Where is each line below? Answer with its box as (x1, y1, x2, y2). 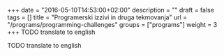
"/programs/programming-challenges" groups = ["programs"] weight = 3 (7, 21, 218, 28)
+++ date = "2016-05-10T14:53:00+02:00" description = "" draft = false (7, 6, 215, 14)
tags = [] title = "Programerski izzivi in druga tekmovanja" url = (7, 13, 187, 21)
